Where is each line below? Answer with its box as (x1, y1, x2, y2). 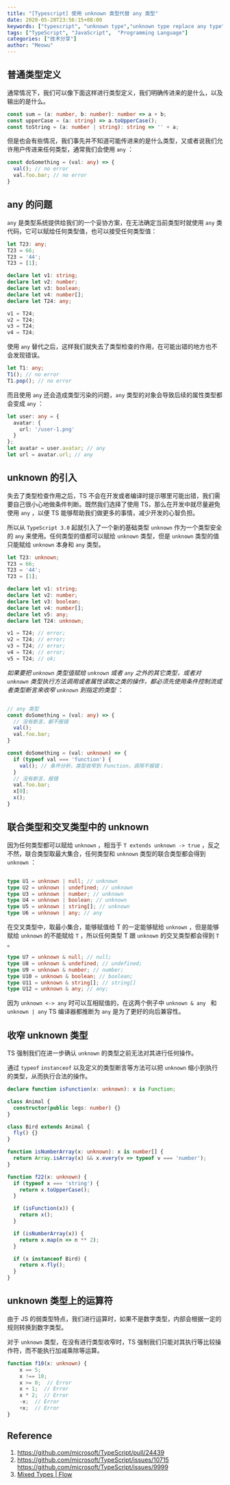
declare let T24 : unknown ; (7, 617, 84, 624)
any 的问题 (7, 199, 53, 211)
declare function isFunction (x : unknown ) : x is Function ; (7, 1086, 176, 1093)
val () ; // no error (13, 165, 69, 172)
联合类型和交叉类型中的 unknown (7, 821, 149, 833)
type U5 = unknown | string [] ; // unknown (7, 903, 130, 910)
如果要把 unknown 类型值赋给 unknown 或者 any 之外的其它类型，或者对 (7, 668, 202, 676)
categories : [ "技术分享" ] (7, 36, 77, 43)
